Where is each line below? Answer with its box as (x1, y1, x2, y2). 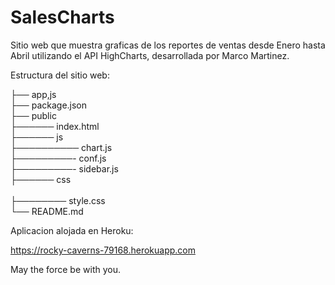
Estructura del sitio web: (10, 69, 110, 81)
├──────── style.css (10, 194, 106, 206)
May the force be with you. (10, 263, 121, 275)
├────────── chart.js (10, 141, 113, 153)
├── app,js (10, 88, 57, 100)
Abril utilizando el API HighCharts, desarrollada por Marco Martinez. (10, 49, 290, 61)
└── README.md (10, 205, 84, 217)
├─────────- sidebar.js (10, 162, 119, 175)
